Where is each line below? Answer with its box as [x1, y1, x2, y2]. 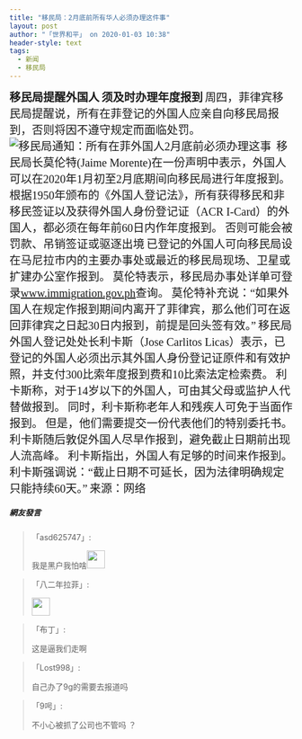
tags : [9, 47, 30, 56]
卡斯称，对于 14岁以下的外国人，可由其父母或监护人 [9, 384, 280, 397]
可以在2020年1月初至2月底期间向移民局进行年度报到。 [9, 172, 290, 185]
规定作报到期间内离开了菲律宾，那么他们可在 [42, 302, 280, 316]
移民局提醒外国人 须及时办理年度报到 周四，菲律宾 [9, 91, 272, 104]
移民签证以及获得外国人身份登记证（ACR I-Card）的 [9, 204, 279, 218]
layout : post [9, 22, 58, 31]
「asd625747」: [31, 531, 92, 542]
